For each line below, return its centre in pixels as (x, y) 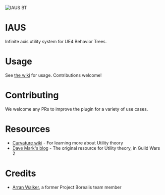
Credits (21, 173)
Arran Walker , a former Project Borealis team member (67, 187)
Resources (28, 129)
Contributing (32, 96)
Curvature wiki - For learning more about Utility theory (68, 143)
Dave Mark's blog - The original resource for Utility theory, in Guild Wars (86, 148)
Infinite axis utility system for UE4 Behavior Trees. (56, 41)
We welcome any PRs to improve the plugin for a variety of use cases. (77, 109)
